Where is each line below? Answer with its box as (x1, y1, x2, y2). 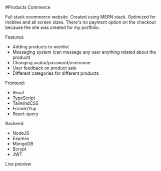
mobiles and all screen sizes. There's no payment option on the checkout (5, 19, 156, 25)
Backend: (5, 121, 25, 126)
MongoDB (12, 141, 33, 147)
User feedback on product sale (12, 65, 76, 71)
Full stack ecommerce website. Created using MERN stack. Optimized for (5, 14, 156, 19)
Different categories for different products (12, 70, 99, 76)
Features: (5, 34, 25, 40)
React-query (12, 111, 38, 117)
